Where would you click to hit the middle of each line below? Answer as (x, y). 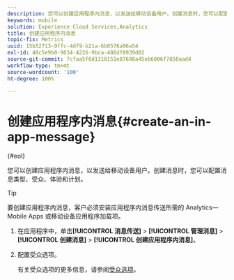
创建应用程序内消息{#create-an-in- (109, 121)
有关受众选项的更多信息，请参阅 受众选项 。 (78, 270)
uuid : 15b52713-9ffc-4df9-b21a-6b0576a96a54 (73, 46)
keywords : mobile (32, 20)
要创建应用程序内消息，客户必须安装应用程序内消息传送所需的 (96, 207)
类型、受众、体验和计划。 (50, 179)
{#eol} (16, 156)
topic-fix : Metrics (36, 40)
